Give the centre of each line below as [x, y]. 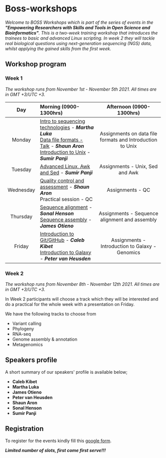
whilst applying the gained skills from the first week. [58, 49]
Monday [21, 140]
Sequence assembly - [66, 219]
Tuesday [21, 169]
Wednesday [21, 190]
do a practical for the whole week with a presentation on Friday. [70, 304]
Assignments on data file [128, 133]
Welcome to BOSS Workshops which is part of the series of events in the [79, 22]
